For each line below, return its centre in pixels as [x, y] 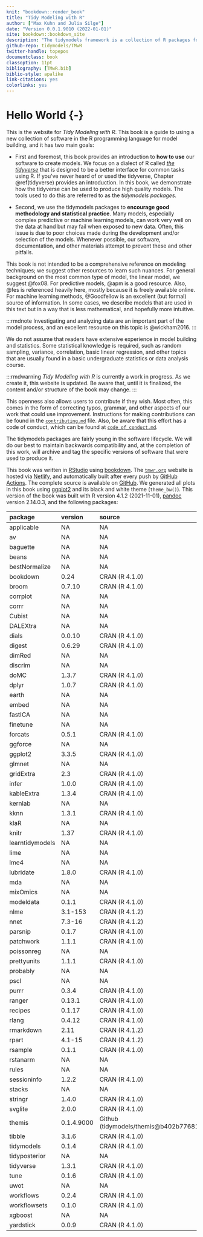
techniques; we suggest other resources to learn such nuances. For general [101, 270]
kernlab [20, 803]
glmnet [19, 764]
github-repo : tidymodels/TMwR [44, 46]
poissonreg [25, 951]
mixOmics [24, 892]
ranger [19, 1000]
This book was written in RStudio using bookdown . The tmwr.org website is [100, 470]
